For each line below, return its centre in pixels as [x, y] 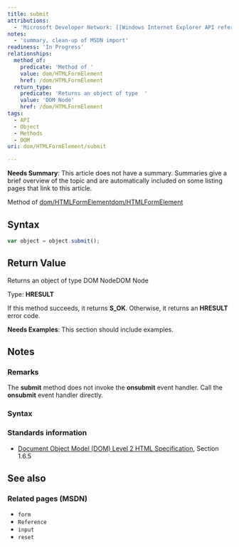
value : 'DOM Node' [47, 101]
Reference [32, 522]
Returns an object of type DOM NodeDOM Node [78, 280]
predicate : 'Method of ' [57, 67]
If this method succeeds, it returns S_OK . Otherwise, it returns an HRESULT [118, 308]
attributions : [28, 21]
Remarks [23, 372]
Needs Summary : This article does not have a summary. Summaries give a [117, 173]
